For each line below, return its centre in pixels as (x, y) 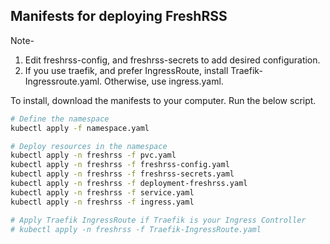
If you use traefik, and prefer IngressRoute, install (126, 70)
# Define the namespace (60, 119)
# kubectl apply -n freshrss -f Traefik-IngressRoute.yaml (136, 229)
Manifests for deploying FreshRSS (119, 16)
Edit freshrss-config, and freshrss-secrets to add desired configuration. (172, 60)
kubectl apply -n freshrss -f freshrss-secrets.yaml (122, 174)
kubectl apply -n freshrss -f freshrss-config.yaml (120, 165)
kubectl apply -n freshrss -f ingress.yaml (102, 202)
